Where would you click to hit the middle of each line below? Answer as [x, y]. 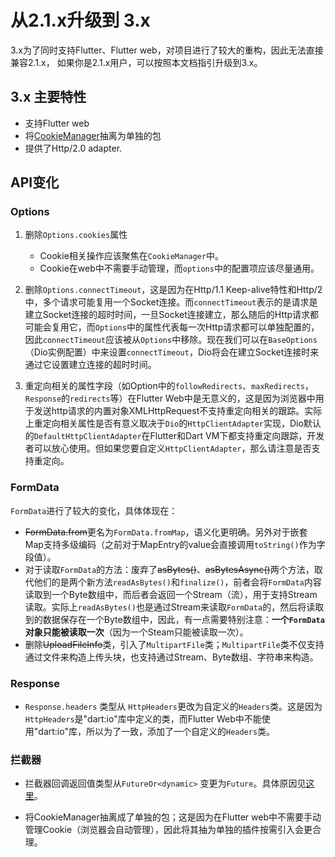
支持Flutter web [57, 123]
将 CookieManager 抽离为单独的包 [93, 135]
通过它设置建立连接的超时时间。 [90, 365]
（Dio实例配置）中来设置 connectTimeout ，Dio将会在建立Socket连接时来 [172, 352]
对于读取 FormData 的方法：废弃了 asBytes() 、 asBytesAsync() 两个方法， [169, 569]
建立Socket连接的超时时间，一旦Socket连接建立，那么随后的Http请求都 [172, 315]
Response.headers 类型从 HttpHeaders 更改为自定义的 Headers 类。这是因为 [173, 707]
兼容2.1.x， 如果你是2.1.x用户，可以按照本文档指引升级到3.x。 [136, 62]
